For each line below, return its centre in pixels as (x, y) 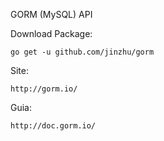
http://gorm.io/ (44, 89)
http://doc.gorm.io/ (53, 126)
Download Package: (51, 33)
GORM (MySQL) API (51, 14)
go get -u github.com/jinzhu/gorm (82, 52)
